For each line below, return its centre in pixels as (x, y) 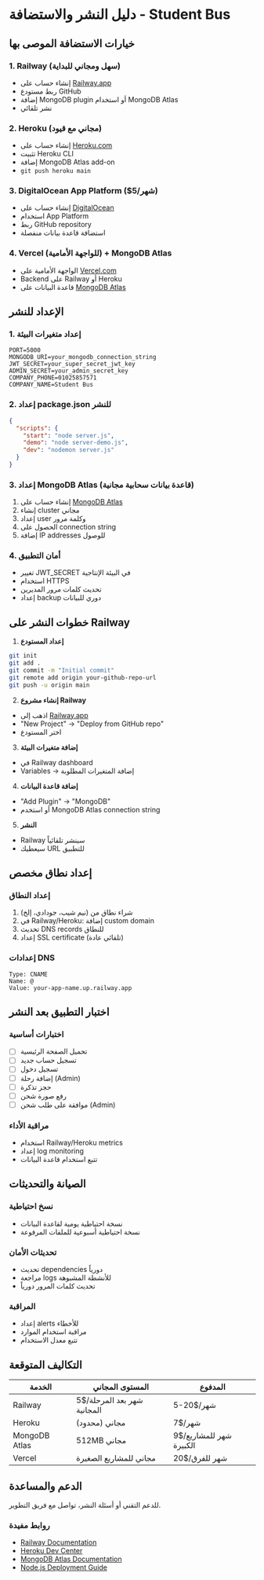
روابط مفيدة (29, 1525)
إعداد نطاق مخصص (51, 873)
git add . (25, 663)
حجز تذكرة (36, 1087)
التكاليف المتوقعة (45, 1365)
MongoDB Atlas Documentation (71, 1559)
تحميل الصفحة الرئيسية (54, 1051)
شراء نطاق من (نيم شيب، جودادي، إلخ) (76, 912)
